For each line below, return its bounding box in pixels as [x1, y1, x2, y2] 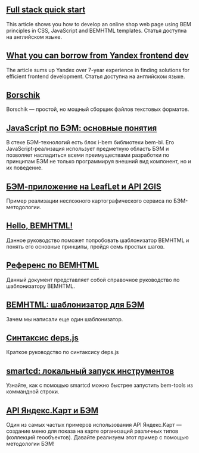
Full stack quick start [6, 5, 86, 15]
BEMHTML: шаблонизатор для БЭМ [6, 300, 145, 310]
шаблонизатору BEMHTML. [6, 283, 76, 290]
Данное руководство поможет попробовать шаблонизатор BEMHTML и [6, 237, 189, 244]
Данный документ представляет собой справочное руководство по [6, 276, 180, 283]
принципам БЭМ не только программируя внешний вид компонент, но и [6, 158, 192, 165]
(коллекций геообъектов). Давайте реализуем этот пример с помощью [6, 433, 189, 440]
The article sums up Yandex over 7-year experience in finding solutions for [6, 66, 189, 73]
